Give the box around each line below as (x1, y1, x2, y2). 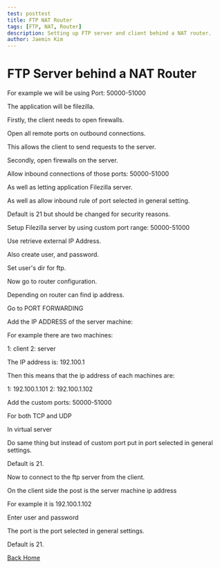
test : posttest (7, 10, 51, 17)
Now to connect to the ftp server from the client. (7, 473, 145, 481)
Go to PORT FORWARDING (7, 304, 84, 312)
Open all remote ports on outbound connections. (7, 129, 146, 137)
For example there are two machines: (7, 331, 113, 340)
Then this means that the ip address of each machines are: (7, 371, 175, 380)
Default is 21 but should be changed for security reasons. (7, 210, 171, 219)
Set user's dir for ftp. (7, 264, 66, 272)
